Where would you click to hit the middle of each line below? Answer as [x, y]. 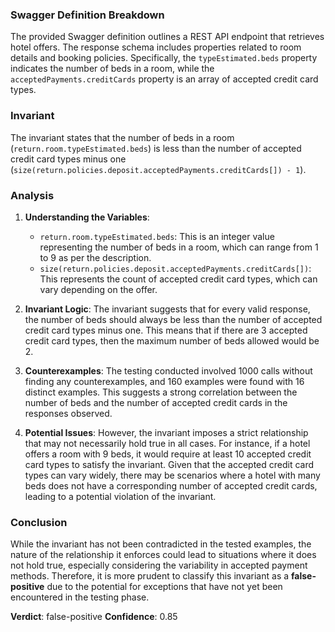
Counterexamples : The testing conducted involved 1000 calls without [168, 370]
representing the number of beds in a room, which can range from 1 [179, 247]
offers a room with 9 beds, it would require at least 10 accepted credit [168, 454]
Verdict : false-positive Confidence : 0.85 [94, 617]
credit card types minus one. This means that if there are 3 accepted [166, 330]
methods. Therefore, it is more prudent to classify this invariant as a [150, 576]
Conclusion [39, 522]
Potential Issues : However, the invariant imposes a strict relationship [166, 432]
